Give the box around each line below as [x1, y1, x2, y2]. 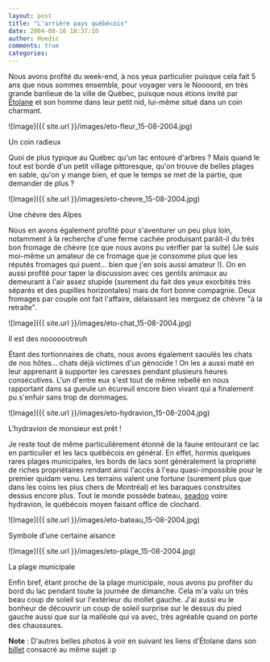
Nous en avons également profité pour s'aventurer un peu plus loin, [8, 225, 233, 235]
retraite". [8, 303, 38, 312]
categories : [8, 49, 48, 57]
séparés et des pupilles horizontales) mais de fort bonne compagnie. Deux [8, 286, 256, 295]
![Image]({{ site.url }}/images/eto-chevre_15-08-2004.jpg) [8, 195, 200, 203]
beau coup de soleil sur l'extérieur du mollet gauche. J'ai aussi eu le [8, 595, 235, 604]
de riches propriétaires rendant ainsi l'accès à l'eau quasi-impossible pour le [8, 465, 263, 475]
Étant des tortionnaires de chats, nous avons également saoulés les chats [8, 350, 252, 359]
